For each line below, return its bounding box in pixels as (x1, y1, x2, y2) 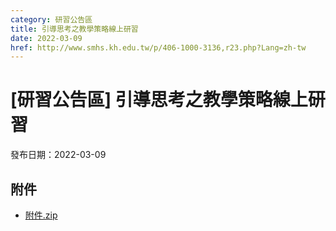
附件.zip (24, 209, 58, 221)
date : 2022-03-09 (10, 33, 83, 43)
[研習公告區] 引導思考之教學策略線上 (10, 89, 308, 111)
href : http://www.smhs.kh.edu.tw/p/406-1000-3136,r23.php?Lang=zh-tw (10, 42, 307, 53)
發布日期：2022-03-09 (10, 149, 107, 161)
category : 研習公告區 (10, 14, 93, 25)
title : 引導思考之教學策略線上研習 (10, 24, 139, 34)
